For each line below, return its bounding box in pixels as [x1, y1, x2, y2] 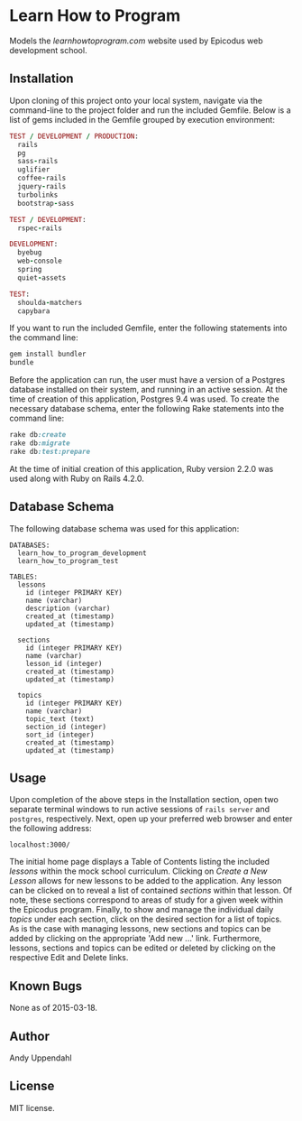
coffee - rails [17, 173, 67, 183]
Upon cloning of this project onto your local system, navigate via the [9, 95, 263, 106]
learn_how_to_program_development [17, 548, 147, 558]
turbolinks [17, 190, 59, 199]
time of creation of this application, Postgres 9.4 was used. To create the [9, 394, 279, 404]
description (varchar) [25, 604, 111, 613]
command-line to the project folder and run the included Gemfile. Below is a [9, 105, 291, 116]
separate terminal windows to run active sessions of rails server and [9, 804, 270, 815]
